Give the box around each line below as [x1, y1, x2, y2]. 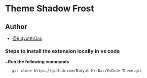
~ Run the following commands [5, 59, 70, 65]
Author [5, 23, 27, 31]
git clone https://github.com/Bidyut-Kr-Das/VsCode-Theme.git [11, 68, 142, 74]
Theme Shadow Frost [5, 3, 95, 14]
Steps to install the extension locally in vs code [5, 48, 120, 54]
